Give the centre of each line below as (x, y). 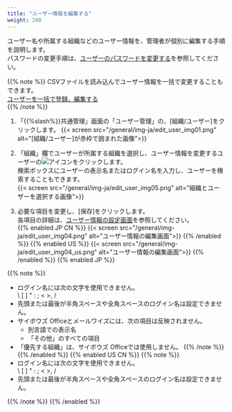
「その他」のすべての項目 (64, 338)
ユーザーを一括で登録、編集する (53, 98)
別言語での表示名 (52, 329)
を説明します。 (28, 49)
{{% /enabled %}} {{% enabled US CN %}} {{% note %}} (98, 354)
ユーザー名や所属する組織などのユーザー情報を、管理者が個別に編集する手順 (116, 41)
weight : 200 (24, 20)
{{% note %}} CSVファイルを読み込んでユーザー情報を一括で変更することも (115, 81)
